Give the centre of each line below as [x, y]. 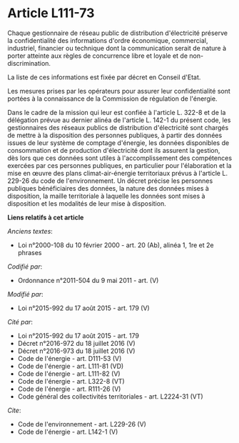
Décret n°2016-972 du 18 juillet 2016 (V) [76, 343]
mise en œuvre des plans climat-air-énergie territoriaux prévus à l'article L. [118, 173]
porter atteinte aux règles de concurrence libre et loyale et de [97, 56]
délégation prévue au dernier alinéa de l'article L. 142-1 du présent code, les [119, 120]
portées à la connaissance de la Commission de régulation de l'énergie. [112, 99]
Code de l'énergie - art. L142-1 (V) [68, 432]
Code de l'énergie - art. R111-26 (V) [69, 389]
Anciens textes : [30, 231]
